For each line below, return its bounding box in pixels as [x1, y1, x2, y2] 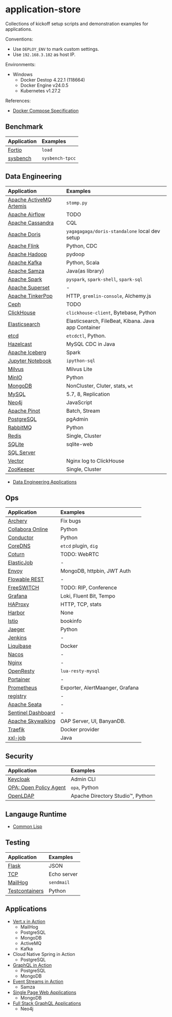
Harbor [8, 609, 25, 617]
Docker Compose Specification [12, 107, 79, 113]
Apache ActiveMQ [8, 196, 52, 203]
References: [5, 98, 31, 104]
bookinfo [60, 618, 82, 625]
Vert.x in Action [12, 918, 46, 925]
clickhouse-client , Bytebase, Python [66, 309, 156, 316]
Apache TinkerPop [8, 292, 53, 299]
